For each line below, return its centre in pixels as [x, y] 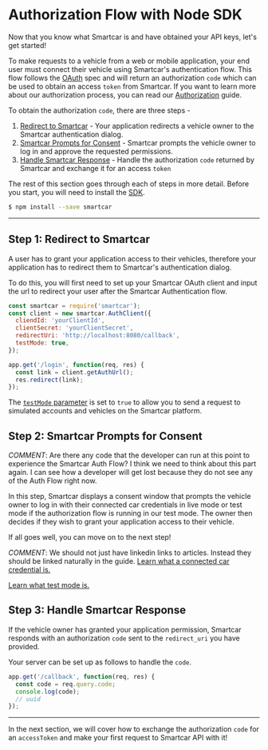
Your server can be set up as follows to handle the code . [100, 662]
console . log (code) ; [48, 692]
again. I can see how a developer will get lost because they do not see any [131, 473]
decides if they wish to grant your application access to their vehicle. [121, 522]
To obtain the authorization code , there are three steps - [99, 110]
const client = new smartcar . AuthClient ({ [80, 313]
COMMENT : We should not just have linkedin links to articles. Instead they [130, 553]
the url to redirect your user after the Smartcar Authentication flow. [118, 291]
